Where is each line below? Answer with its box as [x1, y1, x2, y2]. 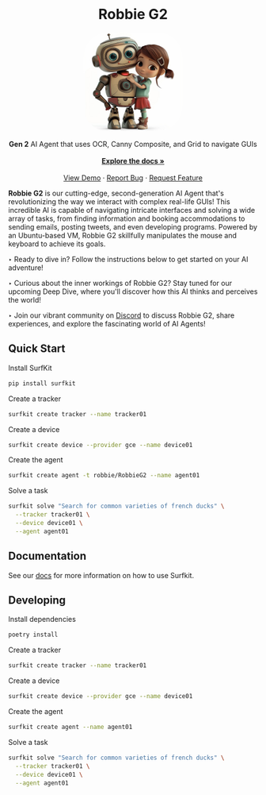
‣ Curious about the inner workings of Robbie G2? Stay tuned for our [8, 278, 232, 288]
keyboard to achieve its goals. [8, 239, 106, 249]
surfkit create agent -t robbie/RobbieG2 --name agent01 [8, 472, 200, 480]
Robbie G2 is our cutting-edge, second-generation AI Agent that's [8, 188, 224, 198]
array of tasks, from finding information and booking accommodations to [8, 214, 245, 223]
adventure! [8, 263, 44, 272]
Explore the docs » [101, 156, 165, 165]
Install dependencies [8, 615, 77, 624]
